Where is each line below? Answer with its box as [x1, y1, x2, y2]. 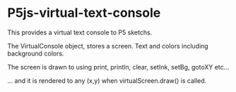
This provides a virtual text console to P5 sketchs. [7, 28, 153, 37]
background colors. [7, 49, 64, 58]
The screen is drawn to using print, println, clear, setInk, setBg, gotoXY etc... [7, 63, 230, 71]
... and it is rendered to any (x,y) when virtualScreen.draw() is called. [7, 76, 207, 85]
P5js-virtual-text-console [7, 5, 161, 21]
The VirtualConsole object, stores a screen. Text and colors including [7, 41, 208, 50]
